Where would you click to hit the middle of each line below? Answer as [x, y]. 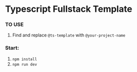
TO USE [14, 25]
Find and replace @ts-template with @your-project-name [69, 35]
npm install [24, 59]
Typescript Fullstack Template [69, 9]
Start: [12, 48]
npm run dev [24, 64]
